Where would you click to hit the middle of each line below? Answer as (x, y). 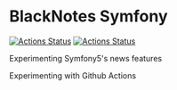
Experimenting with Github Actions (72, 75)
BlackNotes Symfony (88, 16)
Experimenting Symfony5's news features (86, 58)
